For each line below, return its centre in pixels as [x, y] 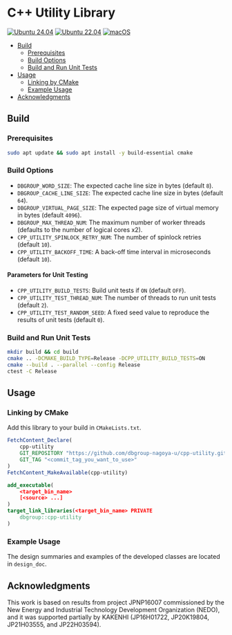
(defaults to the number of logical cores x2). [80, 229]
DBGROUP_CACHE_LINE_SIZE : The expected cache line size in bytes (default [120, 193]
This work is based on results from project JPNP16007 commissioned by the [116, 602]
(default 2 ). [33, 305]
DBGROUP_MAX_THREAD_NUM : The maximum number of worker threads [111, 222]
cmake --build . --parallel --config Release [74, 365]
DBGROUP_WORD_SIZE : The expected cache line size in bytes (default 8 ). [115, 186]
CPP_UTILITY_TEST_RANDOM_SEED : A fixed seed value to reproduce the [113, 312]
